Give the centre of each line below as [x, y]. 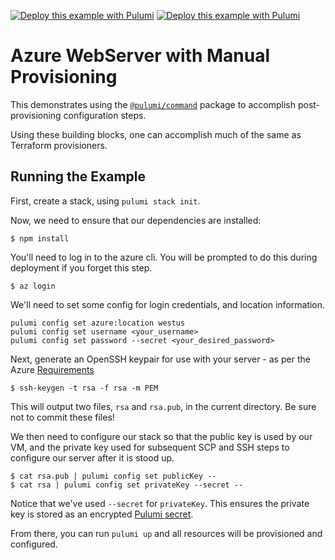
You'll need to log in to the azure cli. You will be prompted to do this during [164, 257]
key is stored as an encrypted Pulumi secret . [102, 514]
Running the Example [78, 176]
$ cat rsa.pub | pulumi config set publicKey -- [113, 476]
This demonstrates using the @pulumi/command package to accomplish [153, 104]
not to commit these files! [62, 417]
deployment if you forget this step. [81, 267]
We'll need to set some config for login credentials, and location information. [168, 304]
